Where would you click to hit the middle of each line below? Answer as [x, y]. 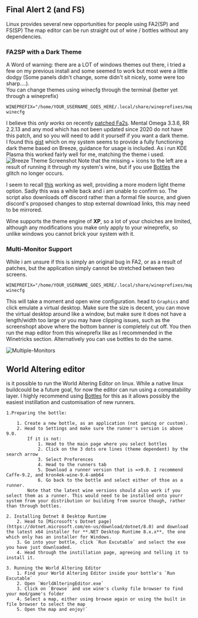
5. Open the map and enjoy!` [52, 610]
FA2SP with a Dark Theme [44, 51]
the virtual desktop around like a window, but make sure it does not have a [96, 314]
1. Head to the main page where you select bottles [102, 444]
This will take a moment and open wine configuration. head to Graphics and [98, 301]
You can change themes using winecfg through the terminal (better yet [92, 90]
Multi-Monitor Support [39, 249]
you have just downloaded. [39, 548]
